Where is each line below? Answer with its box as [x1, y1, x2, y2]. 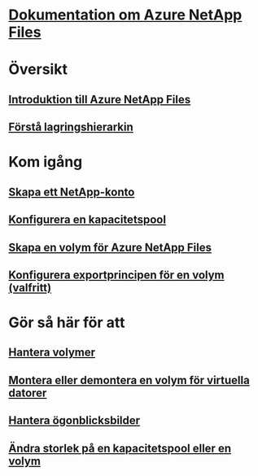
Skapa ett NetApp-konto [8, 185, 135, 199]
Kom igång [8, 153, 83, 172]
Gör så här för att [8, 313, 125, 332]
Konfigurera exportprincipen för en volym [8, 268, 225, 282]
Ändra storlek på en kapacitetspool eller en [8, 441, 232, 455]
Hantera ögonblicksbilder [8, 413, 141, 428]
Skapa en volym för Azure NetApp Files [8, 240, 212, 254]
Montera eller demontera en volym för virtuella [8, 373, 250, 387]
